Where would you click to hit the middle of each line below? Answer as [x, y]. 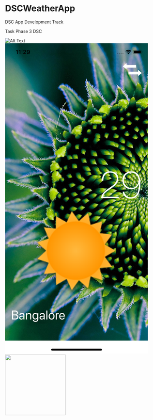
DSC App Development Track [34, 22]
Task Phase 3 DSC [23, 31]
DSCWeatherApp [40, 8]
